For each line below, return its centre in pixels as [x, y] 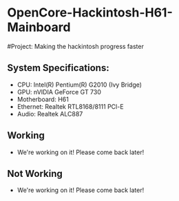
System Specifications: [58, 68]
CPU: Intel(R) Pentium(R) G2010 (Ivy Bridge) [80, 85]
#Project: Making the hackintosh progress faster [76, 46]
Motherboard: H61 [43, 99]
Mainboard [39, 27]
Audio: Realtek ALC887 [50, 114]
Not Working [35, 173]
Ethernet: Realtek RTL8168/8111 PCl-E [70, 106]
